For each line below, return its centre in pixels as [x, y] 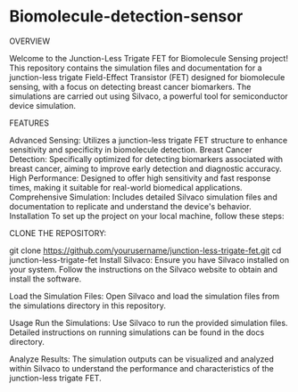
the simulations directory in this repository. [88, 306]
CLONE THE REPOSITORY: [58, 233]
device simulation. [43, 105]
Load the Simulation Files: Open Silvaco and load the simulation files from [144, 296]
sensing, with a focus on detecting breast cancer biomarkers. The [130, 86]
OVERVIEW [30, 41]
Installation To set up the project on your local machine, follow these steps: [147, 216]
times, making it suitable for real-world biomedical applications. [126, 187]
